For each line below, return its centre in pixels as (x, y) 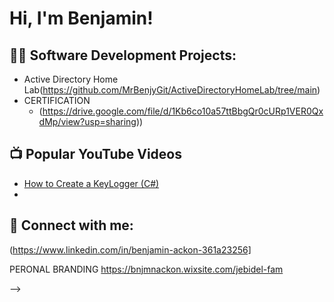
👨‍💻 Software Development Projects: (123, 55)
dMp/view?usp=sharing (87, 121)
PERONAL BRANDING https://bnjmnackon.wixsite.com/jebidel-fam (146, 269)
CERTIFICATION (57, 100)
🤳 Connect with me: (71, 225)
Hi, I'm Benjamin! (81, 18)
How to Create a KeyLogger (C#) (91, 183)
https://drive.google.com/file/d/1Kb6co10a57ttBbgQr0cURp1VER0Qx (183, 111)
